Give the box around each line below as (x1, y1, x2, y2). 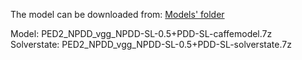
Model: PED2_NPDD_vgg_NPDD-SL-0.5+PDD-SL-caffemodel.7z (10, 28, 273, 39)
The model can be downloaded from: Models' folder (10, 9, 225, 20)
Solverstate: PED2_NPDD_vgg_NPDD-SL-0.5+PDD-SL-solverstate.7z (10, 39, 292, 50)
